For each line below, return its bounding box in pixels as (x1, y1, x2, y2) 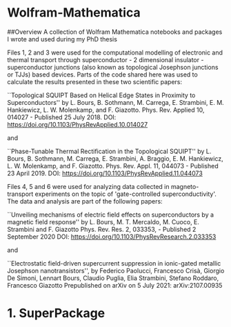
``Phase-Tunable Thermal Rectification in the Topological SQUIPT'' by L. (7, 147, 212, 155)
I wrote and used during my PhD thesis (7, 34, 117, 43)
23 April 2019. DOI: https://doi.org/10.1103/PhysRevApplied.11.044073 (7, 169, 203, 177)
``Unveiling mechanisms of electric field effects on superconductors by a (7, 210, 214, 219)
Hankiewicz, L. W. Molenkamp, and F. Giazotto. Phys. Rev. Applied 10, (7, 106, 205, 114)
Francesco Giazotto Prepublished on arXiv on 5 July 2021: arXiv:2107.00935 (7, 281, 223, 289)
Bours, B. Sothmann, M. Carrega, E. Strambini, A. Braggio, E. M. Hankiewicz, (7, 154, 223, 163)
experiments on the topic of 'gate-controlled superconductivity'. (34, 190, 217, 198)
